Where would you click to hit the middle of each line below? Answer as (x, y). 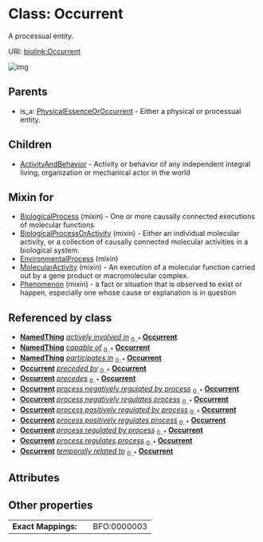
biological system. (49, 250)
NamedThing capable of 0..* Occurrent (85, 348)
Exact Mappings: (45, 526)
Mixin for (31, 197)
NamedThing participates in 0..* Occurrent (90, 358)
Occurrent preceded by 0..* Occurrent (83, 369)
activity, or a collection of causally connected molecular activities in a (134, 242)
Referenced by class (60, 318)
